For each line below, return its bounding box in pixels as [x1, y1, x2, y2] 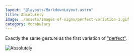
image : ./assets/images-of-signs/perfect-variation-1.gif [5, 17, 129, 22]
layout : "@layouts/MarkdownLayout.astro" [5, 7, 94, 13]
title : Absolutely [5, 12, 44, 17]
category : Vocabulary [5, 21, 51, 27]
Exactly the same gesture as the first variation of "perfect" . [5, 35, 127, 41]
